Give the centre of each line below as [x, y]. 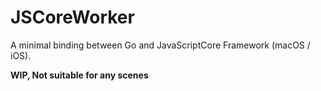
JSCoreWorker [72, 17]
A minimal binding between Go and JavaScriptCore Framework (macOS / [160, 45]
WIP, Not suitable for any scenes [79, 75]
